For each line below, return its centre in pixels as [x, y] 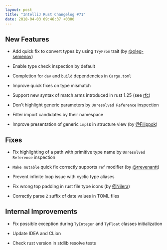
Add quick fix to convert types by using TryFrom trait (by [70, 51]
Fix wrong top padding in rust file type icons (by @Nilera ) [71, 186]
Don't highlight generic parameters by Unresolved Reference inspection [85, 105]
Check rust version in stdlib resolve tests [54, 243]
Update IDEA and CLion [37, 233]
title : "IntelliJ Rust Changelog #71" [45, 14]
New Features [27, 39]
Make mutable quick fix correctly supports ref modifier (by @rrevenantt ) [86, 167]
